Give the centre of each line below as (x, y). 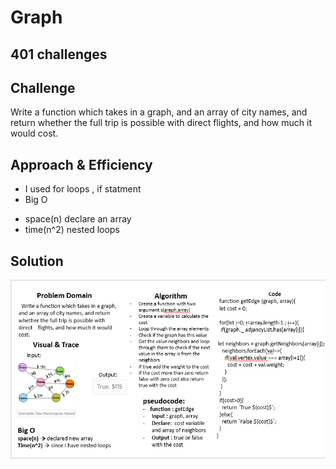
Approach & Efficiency (81, 164)
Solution (37, 261)
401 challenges (59, 54)
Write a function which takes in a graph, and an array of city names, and (159, 112)
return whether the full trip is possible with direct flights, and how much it (161, 123)
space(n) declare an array (78, 219)
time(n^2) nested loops (72, 230)
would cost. (34, 133)
